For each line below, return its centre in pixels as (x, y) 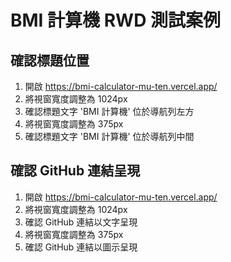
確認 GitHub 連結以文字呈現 (81, 222)
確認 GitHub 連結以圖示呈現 (81, 247)
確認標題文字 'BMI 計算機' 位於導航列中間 (109, 136)
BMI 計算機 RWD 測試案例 (116, 20)
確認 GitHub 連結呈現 (75, 171)
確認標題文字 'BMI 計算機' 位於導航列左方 (109, 111)
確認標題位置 (50, 60)
